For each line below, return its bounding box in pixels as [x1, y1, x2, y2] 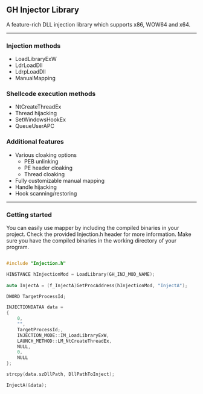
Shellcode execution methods [6, 90, 96, 98]
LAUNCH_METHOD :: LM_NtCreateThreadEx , [17, 338, 112, 344]
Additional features [6, 138, 65, 146]
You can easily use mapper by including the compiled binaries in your [6, 224, 179, 231]
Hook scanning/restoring [14, 189, 77, 197]
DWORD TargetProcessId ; [6, 293, 66, 299]
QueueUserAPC [14, 122, 54, 130]
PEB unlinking [24, 157, 59, 165]
